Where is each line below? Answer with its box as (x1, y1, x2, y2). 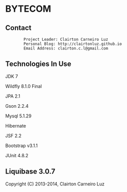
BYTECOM (5, 3, 52, 15)
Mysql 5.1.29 (5, 113, 32, 119)
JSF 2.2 (5, 132, 22, 138)
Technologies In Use (5, 60, 71, 68)
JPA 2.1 (5, 93, 20, 99)
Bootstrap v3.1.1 (5, 142, 38, 149)
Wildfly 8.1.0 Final (5, 83, 42, 89)
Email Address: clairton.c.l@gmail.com (23, 46, 109, 51)
